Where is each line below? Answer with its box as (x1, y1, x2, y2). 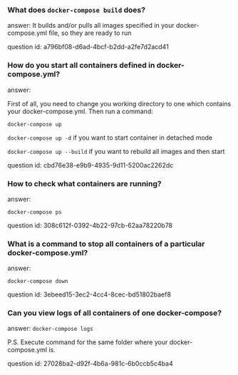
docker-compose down (7, 278, 69, 285)
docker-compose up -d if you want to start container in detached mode (7, 133, 213, 142)
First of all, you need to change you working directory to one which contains (7, 99, 232, 108)
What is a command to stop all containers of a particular (7, 239, 205, 249)
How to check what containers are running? (7, 178, 162, 188)
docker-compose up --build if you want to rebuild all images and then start (7, 147, 225, 155)
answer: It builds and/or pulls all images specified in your (7, 21, 175, 30)
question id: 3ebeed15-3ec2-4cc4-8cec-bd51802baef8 (7, 290, 171, 299)
